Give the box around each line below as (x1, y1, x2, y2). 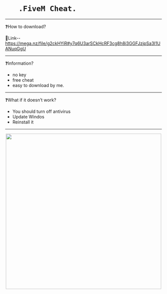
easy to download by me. (12, 82, 65, 88)
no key (12, 72, 26, 78)
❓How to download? (5, 23, 46, 29)
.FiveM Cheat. (18, 4, 77, 13)
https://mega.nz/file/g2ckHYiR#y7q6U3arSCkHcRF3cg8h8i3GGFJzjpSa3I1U (5, 40, 161, 46)
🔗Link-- (5, 35, 21, 41)
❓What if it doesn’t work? (5, 97, 56, 103)
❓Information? (5, 60, 34, 66)
